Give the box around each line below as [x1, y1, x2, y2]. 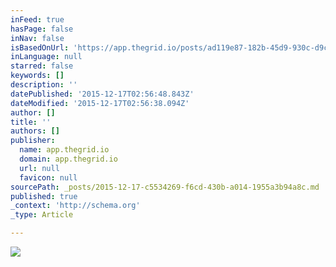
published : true [10, 191, 78, 201]
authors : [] [10, 126, 60, 136]
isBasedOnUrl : [10, 42, 70, 53]
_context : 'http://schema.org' [10, 201, 141, 211]
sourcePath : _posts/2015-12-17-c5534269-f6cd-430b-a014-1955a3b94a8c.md [10, 182, 320, 192]
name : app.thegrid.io [19, 145, 110, 155]
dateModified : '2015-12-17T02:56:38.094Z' [10, 98, 190, 108]
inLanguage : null [10, 52, 83, 62]
